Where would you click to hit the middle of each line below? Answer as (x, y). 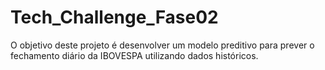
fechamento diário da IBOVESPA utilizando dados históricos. (134, 55)
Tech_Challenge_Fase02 (114, 17)
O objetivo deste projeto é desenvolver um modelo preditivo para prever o (162, 45)
